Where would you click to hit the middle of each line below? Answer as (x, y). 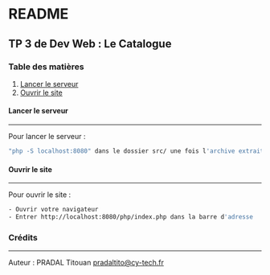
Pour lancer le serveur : (47, 137)
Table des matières (46, 67)
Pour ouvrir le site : (40, 195)
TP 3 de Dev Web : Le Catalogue (90, 44)
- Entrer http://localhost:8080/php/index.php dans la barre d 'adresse (131, 217)
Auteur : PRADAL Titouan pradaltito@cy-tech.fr (86, 263)
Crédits (23, 237)
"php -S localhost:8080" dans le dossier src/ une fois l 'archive (122, 151)
